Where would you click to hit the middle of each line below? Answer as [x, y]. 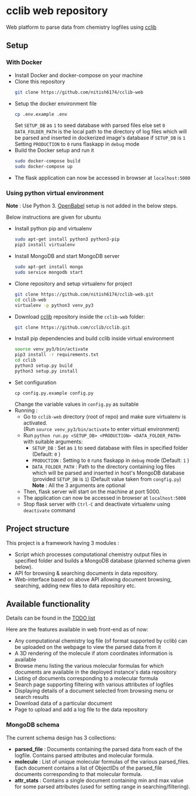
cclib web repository [57, 11]
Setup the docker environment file [56, 103]
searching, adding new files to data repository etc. [75, 586]
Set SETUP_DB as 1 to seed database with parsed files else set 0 [90, 125]
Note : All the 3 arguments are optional [79, 485]
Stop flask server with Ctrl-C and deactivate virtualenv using [97, 504]
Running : [26, 410]
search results [32, 697]
